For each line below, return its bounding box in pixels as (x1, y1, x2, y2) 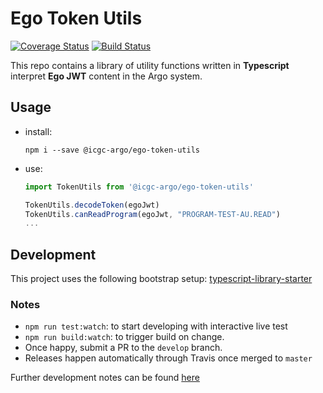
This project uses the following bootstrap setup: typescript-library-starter (10, 273, 313, 285)
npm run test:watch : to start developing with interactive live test (24, 320, 288, 332)
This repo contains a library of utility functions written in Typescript (10, 59, 290, 71)
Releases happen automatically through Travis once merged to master (24, 352, 313, 364)
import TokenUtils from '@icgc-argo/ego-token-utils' (24, 182, 254, 192)
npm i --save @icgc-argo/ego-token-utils (24, 145, 200, 155)
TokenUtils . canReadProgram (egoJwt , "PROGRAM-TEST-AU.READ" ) (24, 209, 281, 219)
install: (24, 125, 53, 137)
